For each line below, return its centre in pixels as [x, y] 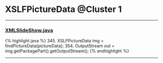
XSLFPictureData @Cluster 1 [64, 9]
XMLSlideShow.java [29, 30]
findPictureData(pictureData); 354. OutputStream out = [60, 46]
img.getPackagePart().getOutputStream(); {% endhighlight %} [67, 51]
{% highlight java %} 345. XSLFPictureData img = [55, 41]
